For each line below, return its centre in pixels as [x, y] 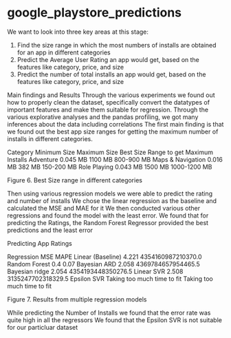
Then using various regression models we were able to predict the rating [110, 193]
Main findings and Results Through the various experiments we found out [111, 95]
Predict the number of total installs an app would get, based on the [111, 74]
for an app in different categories [64, 52]
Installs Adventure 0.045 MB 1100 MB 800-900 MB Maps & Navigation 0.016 [115, 159]
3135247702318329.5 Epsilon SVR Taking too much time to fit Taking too [110, 278]
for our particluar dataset [43, 327]
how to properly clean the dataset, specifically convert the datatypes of [109, 102]
